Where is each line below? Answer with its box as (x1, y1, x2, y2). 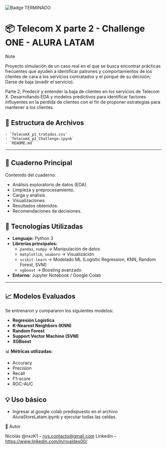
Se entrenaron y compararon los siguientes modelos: (5, 308, 113, 314)
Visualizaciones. (12, 197, 46, 203)
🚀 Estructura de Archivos (5, 119, 84, 127)
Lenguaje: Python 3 (12, 235, 54, 241)
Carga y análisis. (12, 192, 47, 198)
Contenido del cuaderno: (5, 172, 56, 178)
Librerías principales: (12, 241, 58, 247)
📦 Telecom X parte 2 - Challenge (5, 23, 145, 34)
